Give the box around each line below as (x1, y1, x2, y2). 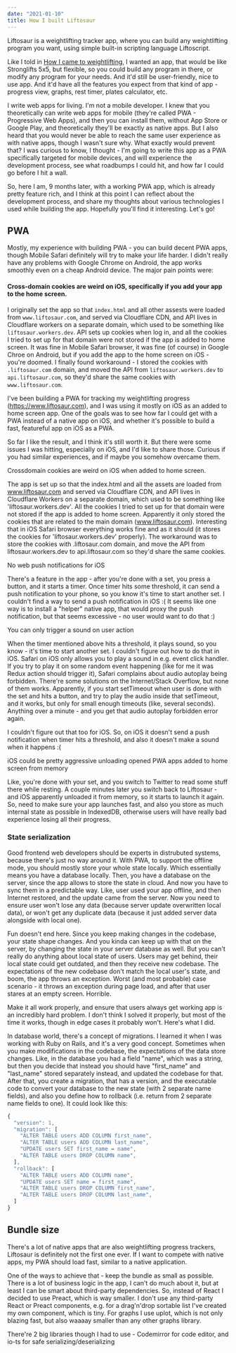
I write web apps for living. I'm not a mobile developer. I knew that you (7, 101, 210, 109)
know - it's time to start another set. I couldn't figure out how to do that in (7, 646, 220, 655)
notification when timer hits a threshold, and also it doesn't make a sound (7, 735, 220, 743)
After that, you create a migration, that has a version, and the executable (7, 1076, 216, 1085)
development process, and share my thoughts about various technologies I (7, 197, 224, 205)
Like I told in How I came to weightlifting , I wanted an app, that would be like (7, 57, 227, 66)
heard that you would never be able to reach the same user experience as (7, 131, 221, 140)
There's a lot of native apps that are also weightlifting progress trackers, (7, 1242, 216, 1251)
